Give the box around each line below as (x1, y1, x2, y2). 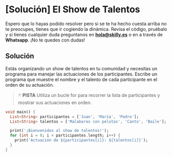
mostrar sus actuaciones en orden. (17, 99, 92, 106)
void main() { (5, 109, 36, 114)
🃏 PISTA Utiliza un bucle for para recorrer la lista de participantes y (17, 92, 160, 98)
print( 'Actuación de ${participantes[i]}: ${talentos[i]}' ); (14, 138, 148, 143)
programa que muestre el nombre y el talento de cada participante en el (5, 76, 158, 83)
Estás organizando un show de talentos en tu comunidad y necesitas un (5, 65, 158, 71)
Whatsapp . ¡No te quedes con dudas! (5, 37, 85, 43)
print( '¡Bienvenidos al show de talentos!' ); (10, 128, 109, 133)
